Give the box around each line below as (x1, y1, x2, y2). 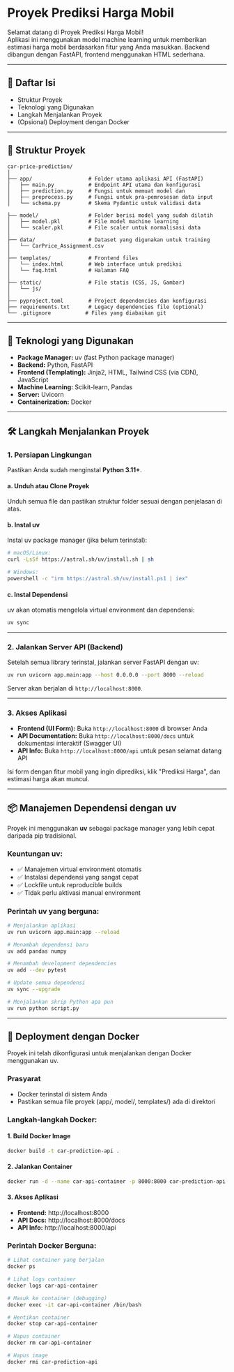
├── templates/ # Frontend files (7, 255, 139, 262)
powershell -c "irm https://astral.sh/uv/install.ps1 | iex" (7, 575, 189, 582)
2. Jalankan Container (7, 1163, 73, 1171)
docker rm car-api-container (7, 1339, 92, 1347)
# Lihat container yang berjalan (7, 1257, 104, 1264)
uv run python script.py (7, 1004, 79, 1012)
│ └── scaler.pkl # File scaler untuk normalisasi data (7, 224, 201, 231)
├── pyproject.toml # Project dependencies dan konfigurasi (7, 297, 208, 304)
